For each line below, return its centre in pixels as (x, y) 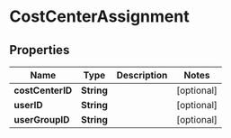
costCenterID (43, 90)
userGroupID (42, 120)
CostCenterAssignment (100, 17)
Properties (40, 50)
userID (28, 105)
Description (142, 75)
